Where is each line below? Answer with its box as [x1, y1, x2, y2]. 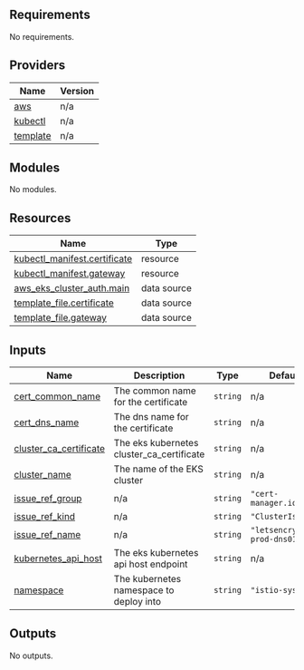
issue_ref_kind [14, 510, 75, 523]
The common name [113, 384, 196, 397]
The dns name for [113, 411, 190, 423]
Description [133, 369, 185, 382]
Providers [9, 58, 66, 73]
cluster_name [14, 469, 71, 481]
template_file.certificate [14, 296, 115, 309]
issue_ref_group [14, 492, 82, 505]
